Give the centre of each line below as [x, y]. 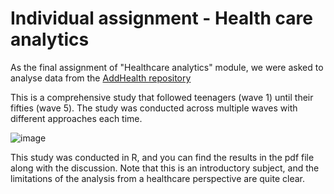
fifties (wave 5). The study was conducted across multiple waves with [154, 108]
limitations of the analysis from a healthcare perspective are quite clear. [158, 178]
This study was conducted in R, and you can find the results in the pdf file [162, 157]
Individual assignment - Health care [161, 18]
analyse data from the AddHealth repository [101, 78]
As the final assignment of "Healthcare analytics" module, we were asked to [167, 67]
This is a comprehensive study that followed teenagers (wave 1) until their [162, 97]
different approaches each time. [76, 118]
